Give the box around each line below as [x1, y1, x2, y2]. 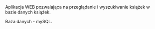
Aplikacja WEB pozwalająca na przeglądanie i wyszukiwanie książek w [5, 4, 151, 10]
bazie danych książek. [5, 9, 51, 15]
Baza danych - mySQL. [5, 19, 52, 24]
